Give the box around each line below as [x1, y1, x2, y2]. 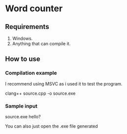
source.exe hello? [5, 113, 41, 119]
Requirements [5, 23, 49, 31]
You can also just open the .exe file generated [5, 123, 98, 129]
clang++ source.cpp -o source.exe [5, 90, 76, 96]
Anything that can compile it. [12, 41, 71, 47]
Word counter [5, 3, 63, 14]
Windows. [12, 35, 33, 41]
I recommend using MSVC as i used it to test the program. [5, 80, 123, 86]
